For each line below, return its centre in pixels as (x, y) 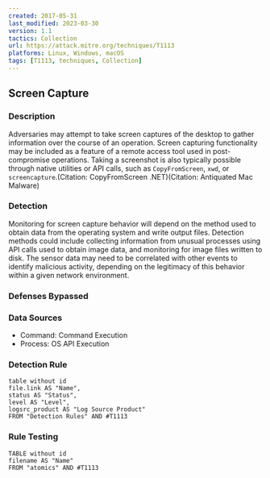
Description (32, 116)
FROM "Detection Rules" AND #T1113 (68, 417)
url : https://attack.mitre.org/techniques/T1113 (91, 46)
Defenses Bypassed (48, 296)
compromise (29, 160)
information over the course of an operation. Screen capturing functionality (133, 143)
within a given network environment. (69, 275)
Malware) (24, 185)
